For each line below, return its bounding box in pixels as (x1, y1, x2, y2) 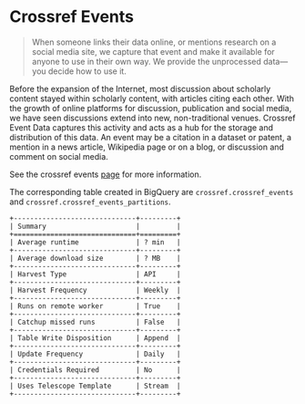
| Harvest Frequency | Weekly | (9, 285, 181, 295)
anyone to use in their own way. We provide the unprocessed (31, 56, 262, 67)
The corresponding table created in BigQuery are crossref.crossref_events (9, 186, 294, 197)
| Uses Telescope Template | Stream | (9, 381, 181, 390)
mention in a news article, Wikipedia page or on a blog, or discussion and (9, 141, 285, 152)
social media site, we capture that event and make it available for (31, 46, 275, 57)
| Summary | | (9, 222, 181, 231)
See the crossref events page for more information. (9, 169, 202, 180)
